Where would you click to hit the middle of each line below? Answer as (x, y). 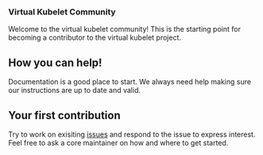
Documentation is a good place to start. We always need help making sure (130, 82)
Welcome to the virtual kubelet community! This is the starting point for (124, 29)
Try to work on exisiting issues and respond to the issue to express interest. (132, 134)
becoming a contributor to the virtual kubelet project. (95, 37)
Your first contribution (64, 115)
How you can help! (55, 62)
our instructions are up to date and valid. (75, 91)
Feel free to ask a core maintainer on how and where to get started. (118, 142)
